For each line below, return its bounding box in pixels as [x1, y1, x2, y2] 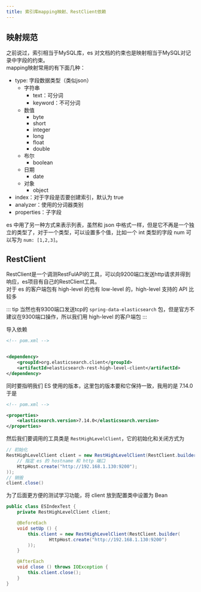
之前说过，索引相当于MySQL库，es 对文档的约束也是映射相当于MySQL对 [6, 49, 186, 57]
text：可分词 [32, 92, 64, 99]
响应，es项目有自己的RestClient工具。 [6, 278, 100, 286]
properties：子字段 [14, 208, 62, 216]
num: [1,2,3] [23, 237, 56, 244]
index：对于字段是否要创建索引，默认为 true [14, 194, 124, 201]
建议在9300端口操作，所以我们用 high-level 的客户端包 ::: [6, 313, 148, 320]
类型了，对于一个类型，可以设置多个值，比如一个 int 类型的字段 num [16, 229, 185, 236]
